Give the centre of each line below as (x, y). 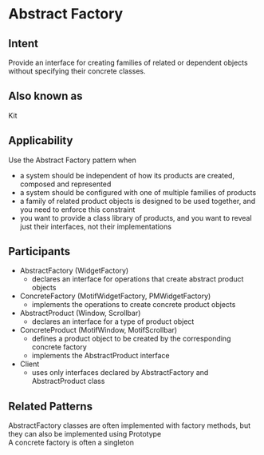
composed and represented (65, 184)
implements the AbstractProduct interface (100, 356)
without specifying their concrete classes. (77, 71)
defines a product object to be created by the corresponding (131, 339)
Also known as (45, 96)
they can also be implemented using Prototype (85, 434)
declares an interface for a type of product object (113, 321)
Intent (23, 44)
